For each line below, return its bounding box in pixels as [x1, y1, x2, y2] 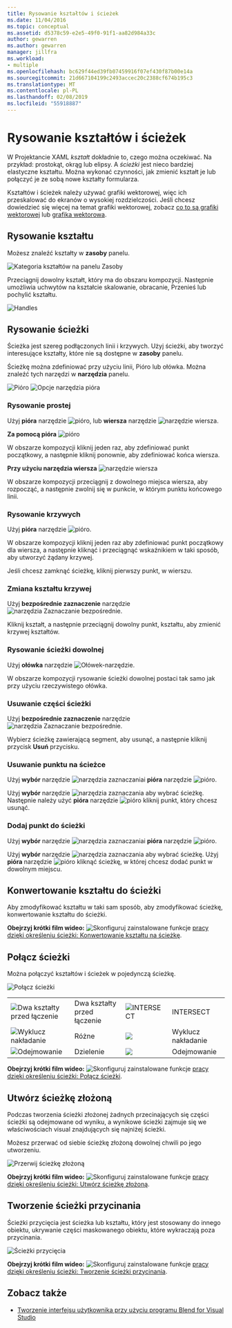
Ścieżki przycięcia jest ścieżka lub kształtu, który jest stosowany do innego [7, 1218, 221, 1226]
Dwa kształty [74, 999, 117, 1008]
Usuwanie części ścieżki [7, 699, 92, 708]
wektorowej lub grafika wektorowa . [7, 210, 107, 219]
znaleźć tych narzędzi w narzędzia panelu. [7, 370, 130, 378]
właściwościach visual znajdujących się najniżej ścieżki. [7, 1125, 166, 1133]
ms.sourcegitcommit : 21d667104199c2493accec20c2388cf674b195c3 [7, 74, 193, 82]
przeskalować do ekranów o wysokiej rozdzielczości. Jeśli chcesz [7, 195, 195, 204]
